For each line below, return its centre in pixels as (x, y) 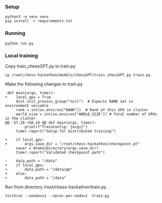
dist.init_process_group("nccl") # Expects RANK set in (74, 101)
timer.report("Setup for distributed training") (66, 131)
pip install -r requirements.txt (39, 21)
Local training (22, 55)
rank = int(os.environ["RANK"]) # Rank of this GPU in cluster (82, 110)
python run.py (19, 43)
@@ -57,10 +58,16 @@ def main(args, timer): (51, 122)
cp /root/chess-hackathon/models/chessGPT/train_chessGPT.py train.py (78, 75)
